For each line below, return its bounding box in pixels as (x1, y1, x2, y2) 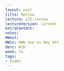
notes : (5, 30, 19, 35)
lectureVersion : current (5, 21, 57, 26)
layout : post (5, 7, 32, 12)
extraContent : (5, 26, 35, 31)
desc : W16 (5, 44, 26, 49)
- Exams (5, 58, 21, 63)
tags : (5, 53, 16, 59)
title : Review (5, 12, 35, 17)
